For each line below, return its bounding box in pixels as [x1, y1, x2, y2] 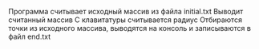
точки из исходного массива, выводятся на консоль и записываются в [8, 24, 251, 32]
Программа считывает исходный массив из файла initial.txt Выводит [8, 7, 244, 16]
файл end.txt [8, 32, 51, 41]
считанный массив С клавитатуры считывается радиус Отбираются [8, 15, 243, 24]
